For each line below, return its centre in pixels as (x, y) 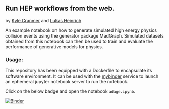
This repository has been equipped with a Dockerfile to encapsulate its (79, 71)
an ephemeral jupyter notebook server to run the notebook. (67, 82)
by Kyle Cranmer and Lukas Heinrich (43, 20)
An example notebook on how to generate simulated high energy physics (81, 30)
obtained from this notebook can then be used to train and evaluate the (79, 41)
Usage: (14, 59)
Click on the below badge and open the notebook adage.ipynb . (70, 91)
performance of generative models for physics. (54, 46)
